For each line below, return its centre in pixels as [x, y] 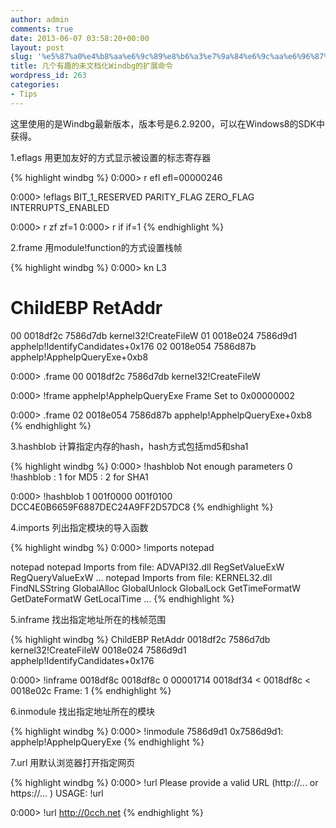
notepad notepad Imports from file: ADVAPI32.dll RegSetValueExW [147, 567]
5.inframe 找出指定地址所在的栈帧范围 [88, 619]
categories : [35, 85]
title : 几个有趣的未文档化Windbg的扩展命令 [91, 66]
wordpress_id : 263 [48, 76]
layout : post [37, 47]
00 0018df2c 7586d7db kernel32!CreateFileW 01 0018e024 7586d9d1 [154, 335]
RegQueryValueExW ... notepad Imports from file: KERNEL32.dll [141, 577]
